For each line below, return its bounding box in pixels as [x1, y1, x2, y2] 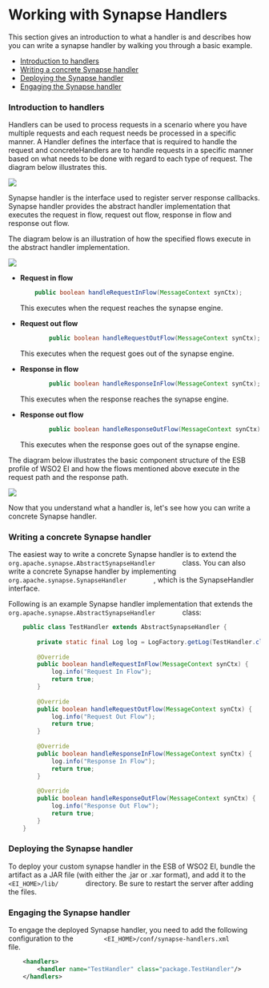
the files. [8, 887, 38, 897]
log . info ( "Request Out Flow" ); [50, 712, 156, 720]
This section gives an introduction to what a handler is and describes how [8, 32, 252, 42]
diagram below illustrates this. [8, 163, 107, 172]
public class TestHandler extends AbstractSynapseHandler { [22, 623, 227, 631]
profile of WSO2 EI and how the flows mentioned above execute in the [8, 463, 240, 474]
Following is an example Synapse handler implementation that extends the [8, 599, 254, 609]
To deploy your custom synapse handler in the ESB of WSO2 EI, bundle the [8, 861, 256, 871]
